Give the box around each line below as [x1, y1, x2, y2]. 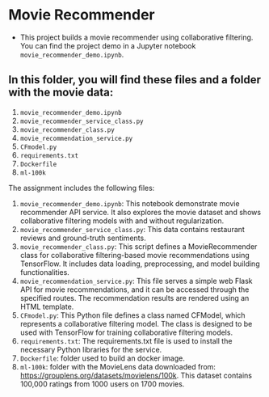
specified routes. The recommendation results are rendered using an [19, 293, 250, 302]
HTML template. [19, 302, 74, 311]
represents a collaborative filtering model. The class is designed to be [19, 319, 253, 328]
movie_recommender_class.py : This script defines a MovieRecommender [19, 241, 258, 251]
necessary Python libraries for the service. [19, 344, 162, 354]
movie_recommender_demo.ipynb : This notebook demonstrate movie [19, 198, 240, 208]
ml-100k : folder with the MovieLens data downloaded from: [19, 361, 216, 371]
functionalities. [19, 267, 70, 277]
